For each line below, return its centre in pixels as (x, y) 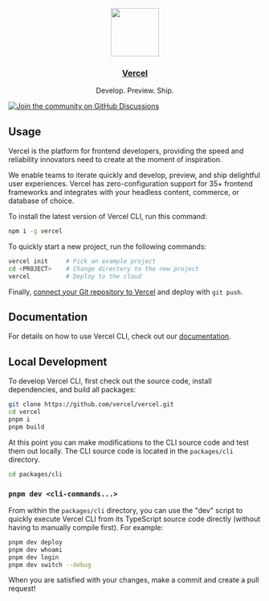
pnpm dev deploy (35, 542)
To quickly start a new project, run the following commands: (108, 247)
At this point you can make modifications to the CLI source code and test (128, 442)
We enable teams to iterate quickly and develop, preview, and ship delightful (134, 175)
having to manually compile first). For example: (86, 527)
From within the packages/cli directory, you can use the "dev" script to (126, 510)
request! (22, 589)
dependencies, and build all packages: (72, 390)
